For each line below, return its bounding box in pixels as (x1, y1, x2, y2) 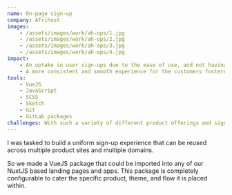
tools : (7, 74, 26, 82)
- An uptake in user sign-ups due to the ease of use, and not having (19, 62, 227, 68)
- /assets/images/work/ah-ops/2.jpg (19, 36, 126, 43)
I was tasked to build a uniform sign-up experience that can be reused (7, 138, 207, 147)
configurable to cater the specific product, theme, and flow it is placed (7, 174, 208, 182)
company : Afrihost (7, 17, 60, 24)
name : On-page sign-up (7, 10, 72, 17)
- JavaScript (19, 87, 57, 94)
